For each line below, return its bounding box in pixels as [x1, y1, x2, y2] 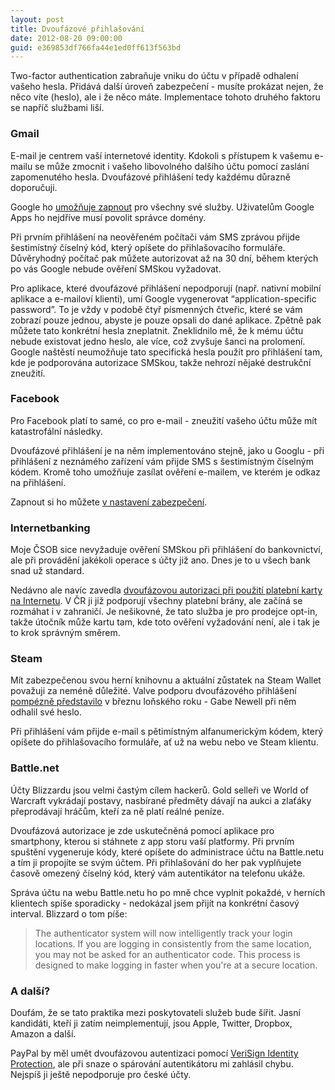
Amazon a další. [10, 1028, 77, 1040]
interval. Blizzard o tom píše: [10, 907, 128, 920]
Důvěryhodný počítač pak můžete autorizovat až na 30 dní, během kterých [10, 252, 319, 264]
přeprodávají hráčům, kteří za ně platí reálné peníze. [10, 805, 225, 817]
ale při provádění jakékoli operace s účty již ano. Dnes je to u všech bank [10, 554, 311, 566]
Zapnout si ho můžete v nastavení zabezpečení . [10, 496, 208, 508]
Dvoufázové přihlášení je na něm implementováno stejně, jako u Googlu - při [10, 444, 325, 456]
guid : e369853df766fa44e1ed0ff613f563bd [10, 42, 182, 53]
